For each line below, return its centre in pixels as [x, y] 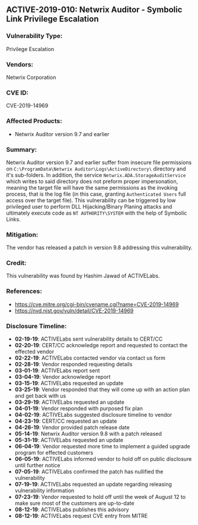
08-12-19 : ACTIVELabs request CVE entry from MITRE [81, 516]
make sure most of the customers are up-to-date [74, 503]
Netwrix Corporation [31, 77]
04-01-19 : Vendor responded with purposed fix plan [79, 408]
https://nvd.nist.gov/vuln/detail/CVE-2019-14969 [74, 310]
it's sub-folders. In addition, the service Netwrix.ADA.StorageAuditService [96, 175]
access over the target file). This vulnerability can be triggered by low [91, 200]
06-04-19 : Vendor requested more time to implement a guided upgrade [103, 447]
